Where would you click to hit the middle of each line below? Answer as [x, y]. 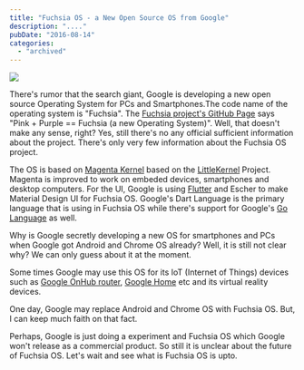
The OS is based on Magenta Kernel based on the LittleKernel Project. [140, 170]
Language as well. [43, 218]
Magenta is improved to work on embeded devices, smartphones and [139, 180]
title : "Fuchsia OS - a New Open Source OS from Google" [119, 18]
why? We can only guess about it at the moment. [101, 255]
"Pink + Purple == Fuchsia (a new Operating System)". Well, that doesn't [145, 123]
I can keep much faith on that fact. [74, 319]
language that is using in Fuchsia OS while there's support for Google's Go [149, 209]
